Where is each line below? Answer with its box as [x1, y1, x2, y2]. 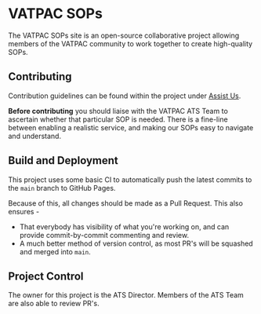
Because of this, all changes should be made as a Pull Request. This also [8, 198, 243, 208]
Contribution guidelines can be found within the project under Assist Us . [8, 91, 241, 100]
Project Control [8, 269, 84, 283]
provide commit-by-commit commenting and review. [19, 230, 190, 239]
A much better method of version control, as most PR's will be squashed [19, 239, 253, 248]
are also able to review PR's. [8, 299, 100, 309]
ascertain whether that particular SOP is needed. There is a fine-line [8, 115, 229, 124]
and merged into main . [19, 246, 92, 256]
